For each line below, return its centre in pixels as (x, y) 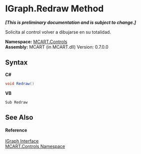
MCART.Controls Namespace (35, 147)
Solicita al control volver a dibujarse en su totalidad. (58, 32)
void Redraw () (20, 83)
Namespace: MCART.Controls (36, 41)
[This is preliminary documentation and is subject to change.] (70, 22)
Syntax (16, 63)
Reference (16, 130)
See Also (19, 117)
